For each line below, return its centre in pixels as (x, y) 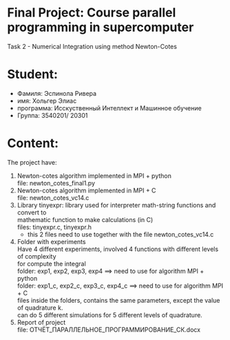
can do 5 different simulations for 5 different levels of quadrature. (110, 314)
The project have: (32, 162)
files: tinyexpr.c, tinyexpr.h (54, 227)
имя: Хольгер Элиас (47, 101)
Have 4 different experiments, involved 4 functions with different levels (118, 249)
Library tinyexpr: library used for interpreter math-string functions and (116, 205)
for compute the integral (51, 263)
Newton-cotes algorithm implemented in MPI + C (86, 190)
